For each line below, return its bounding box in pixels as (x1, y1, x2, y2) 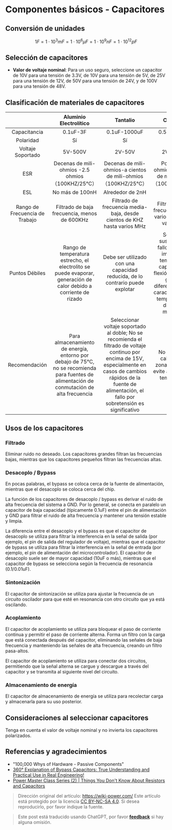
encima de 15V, (105, 355, 144, 362)
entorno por (60, 352, 89, 359)
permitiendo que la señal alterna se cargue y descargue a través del (5, 663, 149, 669)
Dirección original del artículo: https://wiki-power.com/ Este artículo (17, 793, 161, 799)
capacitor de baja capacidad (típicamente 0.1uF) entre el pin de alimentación (5, 507, 166, 513)
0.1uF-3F (62, 128, 87, 136)
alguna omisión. (17, 819, 52, 825)
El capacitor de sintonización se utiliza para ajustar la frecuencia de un (5, 590, 155, 596)
